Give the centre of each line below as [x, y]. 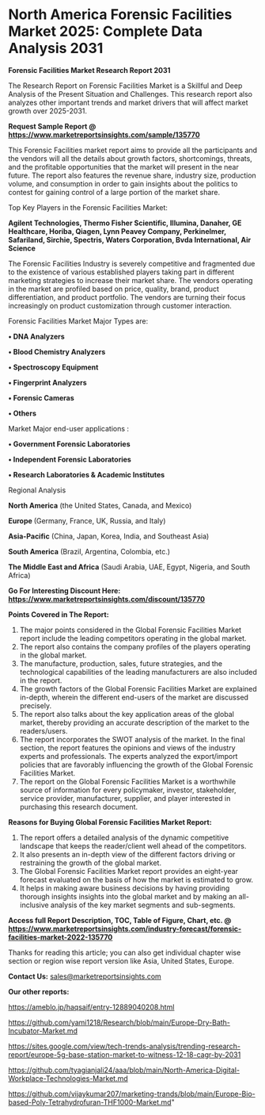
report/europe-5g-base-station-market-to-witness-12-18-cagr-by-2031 [125, 1054]
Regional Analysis [37, 490]
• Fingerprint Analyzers [47, 382]
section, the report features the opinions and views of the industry [127, 748]
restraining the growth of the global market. [91, 863]
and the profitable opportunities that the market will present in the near [123, 167]
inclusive [34, 905]
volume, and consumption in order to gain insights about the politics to [123, 183]
